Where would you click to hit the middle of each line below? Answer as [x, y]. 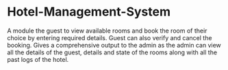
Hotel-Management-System [89, 12]
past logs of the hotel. [38, 59]
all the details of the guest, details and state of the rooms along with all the [112, 52]
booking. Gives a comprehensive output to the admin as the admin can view [114, 45]
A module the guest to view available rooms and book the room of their [107, 31]
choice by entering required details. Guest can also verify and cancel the [110, 37]
